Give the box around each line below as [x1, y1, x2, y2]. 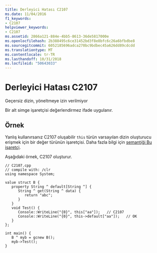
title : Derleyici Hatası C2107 [5, 7, 68, 12]
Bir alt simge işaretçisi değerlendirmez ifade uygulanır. [5, 107, 113, 113]
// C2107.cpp [5, 163, 31, 168]
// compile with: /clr [5, 167, 51, 172]
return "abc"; [24, 193, 53, 197]
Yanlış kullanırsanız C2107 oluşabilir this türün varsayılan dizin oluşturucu [5, 134, 152, 140]
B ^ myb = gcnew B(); [11, 235, 55, 240]
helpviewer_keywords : [5, 25, 49, 30]
